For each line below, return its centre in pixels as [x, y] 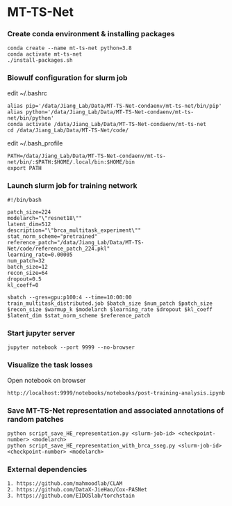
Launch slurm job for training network [72, 185]
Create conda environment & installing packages [91, 34]
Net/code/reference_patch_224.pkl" [59, 249]
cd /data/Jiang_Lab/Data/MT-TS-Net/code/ [68, 130]
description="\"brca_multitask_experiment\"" [74, 230]
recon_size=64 [28, 273]
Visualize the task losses [50, 365]
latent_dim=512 [29, 224]
